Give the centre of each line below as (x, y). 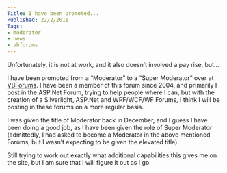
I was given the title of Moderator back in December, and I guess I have (107, 120)
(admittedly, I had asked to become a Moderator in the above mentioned (109, 135)
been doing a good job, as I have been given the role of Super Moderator (110, 128)
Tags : (15, 26)
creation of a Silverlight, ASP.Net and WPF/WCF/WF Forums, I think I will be (113, 99)
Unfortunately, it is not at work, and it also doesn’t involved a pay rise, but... (113, 65)
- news (16, 39)
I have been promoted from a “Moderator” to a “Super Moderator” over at (110, 78)
